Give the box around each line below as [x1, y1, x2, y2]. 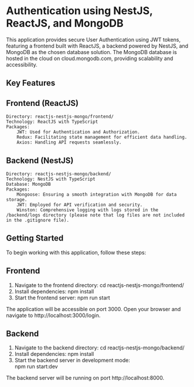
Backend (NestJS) [6, 155, 74, 165]
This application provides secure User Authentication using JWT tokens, [6, 36, 181, 43]
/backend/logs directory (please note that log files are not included [6, 212, 185, 218]
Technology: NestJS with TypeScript [6, 176, 96, 182]
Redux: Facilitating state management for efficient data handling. [16, 134, 188, 141]
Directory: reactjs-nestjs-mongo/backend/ [6, 171, 111, 177]
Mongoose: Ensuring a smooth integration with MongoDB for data [16, 191, 177, 198]
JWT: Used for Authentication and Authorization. [16, 129, 141, 135]
